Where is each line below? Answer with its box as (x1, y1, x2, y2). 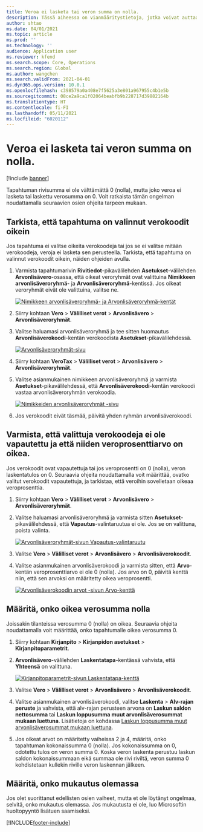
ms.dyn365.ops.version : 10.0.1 (6, 82, 85, 88)
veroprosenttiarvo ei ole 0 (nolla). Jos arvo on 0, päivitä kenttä (33, 568, 188, 575)
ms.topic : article (6, 31, 53, 38)
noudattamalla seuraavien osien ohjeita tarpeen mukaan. (6, 199, 147, 206)
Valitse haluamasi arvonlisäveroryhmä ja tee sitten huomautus (14, 328, 169, 335)
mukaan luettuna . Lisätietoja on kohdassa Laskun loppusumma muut (14, 717, 187, 724)
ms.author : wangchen (6, 71, 59, 77)
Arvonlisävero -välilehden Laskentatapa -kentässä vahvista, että (14, 656, 175, 663)
